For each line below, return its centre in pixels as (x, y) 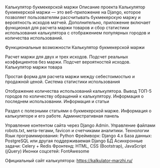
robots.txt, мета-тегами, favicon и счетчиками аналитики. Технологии (77, 130)
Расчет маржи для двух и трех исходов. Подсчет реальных (67, 57)
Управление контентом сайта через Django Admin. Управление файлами (80, 125)
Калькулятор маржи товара (34, 67)
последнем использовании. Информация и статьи (57, 101)
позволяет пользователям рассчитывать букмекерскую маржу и (73, 17)
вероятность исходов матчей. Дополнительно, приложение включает (78, 22)
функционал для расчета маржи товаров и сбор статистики (67, 28)
